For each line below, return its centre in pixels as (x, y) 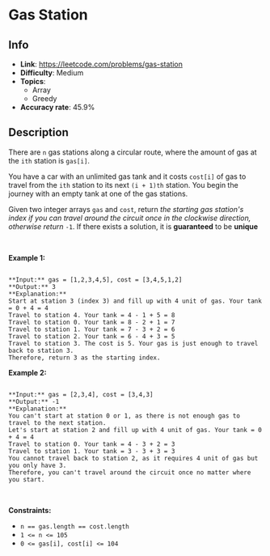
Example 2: (27, 372)
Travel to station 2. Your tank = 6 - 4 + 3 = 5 (92, 336)
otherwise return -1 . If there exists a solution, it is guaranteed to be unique (133, 226)
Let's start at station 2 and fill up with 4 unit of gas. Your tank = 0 (135, 430)
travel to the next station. (57, 422)
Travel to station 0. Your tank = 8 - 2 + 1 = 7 (92, 322)
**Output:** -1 (34, 401)
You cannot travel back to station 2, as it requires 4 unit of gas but (133, 458)
